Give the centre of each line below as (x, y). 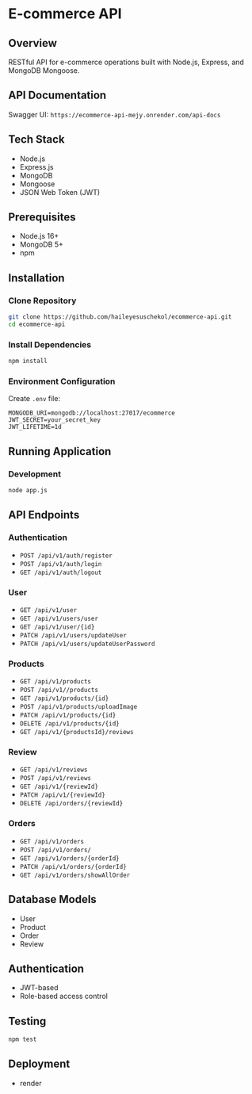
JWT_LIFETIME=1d (35, 427)
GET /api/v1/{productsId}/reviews (76, 733)
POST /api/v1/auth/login (61, 564)
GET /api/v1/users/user (59, 618)
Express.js (36, 166)
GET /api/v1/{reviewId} (59, 787)
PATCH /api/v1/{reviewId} (62, 795)
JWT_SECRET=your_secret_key (55, 420)
